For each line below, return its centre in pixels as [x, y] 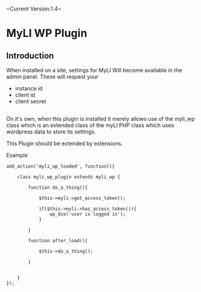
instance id [29, 88]
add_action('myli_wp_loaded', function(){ [61, 166]
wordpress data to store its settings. [51, 132]
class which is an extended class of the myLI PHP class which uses [90, 125]
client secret [31, 101]
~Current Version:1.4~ [34, 9]
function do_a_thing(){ [58, 188]
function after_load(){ [58, 241]
